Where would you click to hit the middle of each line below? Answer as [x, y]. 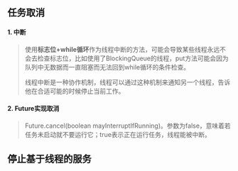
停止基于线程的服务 [49, 159]
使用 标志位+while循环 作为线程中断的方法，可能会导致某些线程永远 [122, 49]
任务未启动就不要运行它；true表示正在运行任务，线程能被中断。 [118, 134]
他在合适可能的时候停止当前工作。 [75, 91]
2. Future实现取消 [33, 109]
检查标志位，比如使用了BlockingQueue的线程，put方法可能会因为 [133, 58]
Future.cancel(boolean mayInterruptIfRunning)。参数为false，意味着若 [128, 126]
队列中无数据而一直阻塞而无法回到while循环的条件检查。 [107, 67]
